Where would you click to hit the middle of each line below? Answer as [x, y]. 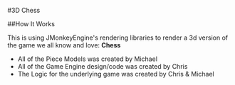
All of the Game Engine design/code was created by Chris [103, 66]
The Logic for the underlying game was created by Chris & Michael [116, 74]
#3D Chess [24, 10]
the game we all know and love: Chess [64, 45]
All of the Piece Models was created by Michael [88, 59]
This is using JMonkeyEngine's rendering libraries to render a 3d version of [118, 38]
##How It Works [31, 24]
